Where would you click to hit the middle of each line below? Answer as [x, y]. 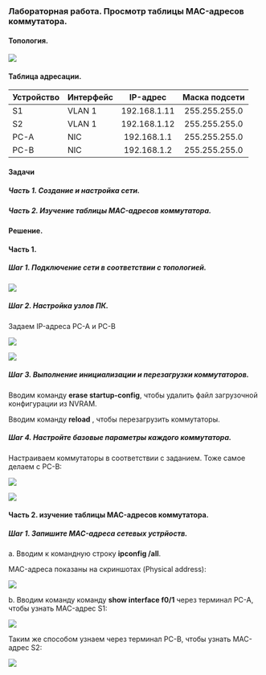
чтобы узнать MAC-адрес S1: [58, 608]
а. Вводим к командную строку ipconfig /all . [85, 554]
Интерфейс [90, 97]
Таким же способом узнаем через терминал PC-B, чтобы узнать [120, 639]
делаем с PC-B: [35, 466]
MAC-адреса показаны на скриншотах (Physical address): [107, 570]
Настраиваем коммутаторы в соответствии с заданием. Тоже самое [127, 458]
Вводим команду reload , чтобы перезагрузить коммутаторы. [115, 419]
